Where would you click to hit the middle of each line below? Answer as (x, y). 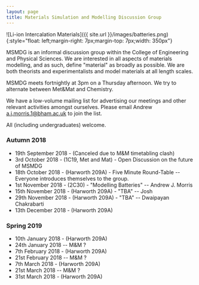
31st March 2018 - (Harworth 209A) (59, 277)
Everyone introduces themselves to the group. (72, 178)
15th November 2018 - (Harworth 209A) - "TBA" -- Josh (84, 191)
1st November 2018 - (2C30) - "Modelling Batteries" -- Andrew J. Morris (104, 185)
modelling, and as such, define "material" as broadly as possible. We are (96, 65)
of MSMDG (29, 166)
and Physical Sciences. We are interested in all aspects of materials (89, 58)
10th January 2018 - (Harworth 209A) (61, 238)
